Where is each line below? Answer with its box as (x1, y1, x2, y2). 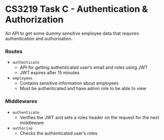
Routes (5, 48, 23, 55)
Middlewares (5, 98, 37, 105)
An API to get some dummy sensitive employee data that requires (5, 30, 139, 36)
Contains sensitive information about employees (19, 80, 119, 86)
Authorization (5, 14, 64, 25)
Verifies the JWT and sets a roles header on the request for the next (19, 114, 160, 120)
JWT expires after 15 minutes (19, 70, 80, 76)
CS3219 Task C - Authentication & (5, 3, 148, 15)
